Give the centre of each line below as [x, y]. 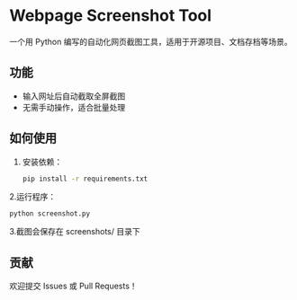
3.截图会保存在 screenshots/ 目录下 [75, 232]
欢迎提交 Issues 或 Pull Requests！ [73, 286]
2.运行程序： [33, 197]
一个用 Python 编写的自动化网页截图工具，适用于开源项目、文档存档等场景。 [151, 41]
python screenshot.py [50, 214]
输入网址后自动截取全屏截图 [74, 96]
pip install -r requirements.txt [85, 179]
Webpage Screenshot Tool [111, 16]
